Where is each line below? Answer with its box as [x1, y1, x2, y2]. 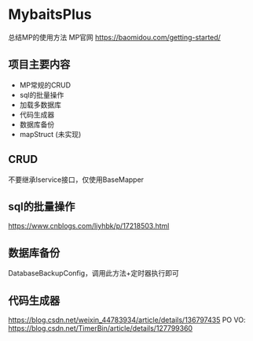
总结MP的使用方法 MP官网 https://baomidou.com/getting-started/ [8, 32, 222, 42]
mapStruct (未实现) [19, 129, 82, 139]
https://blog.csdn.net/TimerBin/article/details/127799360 [8, 324, 193, 332]
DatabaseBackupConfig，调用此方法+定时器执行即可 [8, 269, 179, 278]
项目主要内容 [8, 57, 71, 72]
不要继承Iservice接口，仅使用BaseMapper [8, 175, 144, 184]
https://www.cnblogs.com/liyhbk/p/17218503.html [8, 221, 170, 231]
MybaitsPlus [8, 6, 92, 24]
